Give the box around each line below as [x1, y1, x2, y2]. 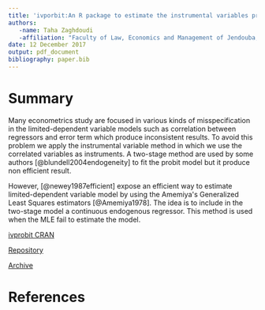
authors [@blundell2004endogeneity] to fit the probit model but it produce [8, 157, 250, 166]
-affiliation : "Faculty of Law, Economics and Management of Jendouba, [18, 33, 259, 42]
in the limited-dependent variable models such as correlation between [8, 124, 237, 133]
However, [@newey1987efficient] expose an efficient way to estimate [8, 181, 233, 190]
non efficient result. [8, 166, 72, 175]
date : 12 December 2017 [8, 41, 87, 49]
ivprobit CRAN [8, 230, 55, 239]
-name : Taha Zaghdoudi [18, 26, 93, 34]
